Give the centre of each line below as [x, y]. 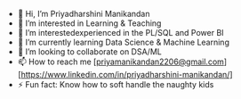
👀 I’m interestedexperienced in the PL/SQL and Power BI [120, 33]
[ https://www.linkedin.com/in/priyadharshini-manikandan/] [125, 74]
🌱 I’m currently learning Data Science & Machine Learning [123, 42]
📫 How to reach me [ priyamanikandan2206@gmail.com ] [122, 62]
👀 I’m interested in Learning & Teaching [89, 23]
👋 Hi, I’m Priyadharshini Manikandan [84, 14]
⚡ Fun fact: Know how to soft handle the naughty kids [116, 84]
